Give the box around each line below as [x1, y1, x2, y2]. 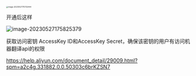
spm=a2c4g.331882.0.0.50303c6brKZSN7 [6, 64, 110, 71]
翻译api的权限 [11, 45, 45, 52]
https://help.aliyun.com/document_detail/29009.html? [6, 57, 138, 64]
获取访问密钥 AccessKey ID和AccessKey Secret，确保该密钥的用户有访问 [6, 38, 185, 45]
